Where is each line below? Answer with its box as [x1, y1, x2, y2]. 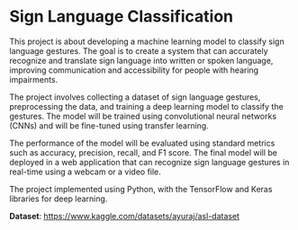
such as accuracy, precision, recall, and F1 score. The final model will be [9, 146, 277, 158]
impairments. [9, 74, 59, 84]
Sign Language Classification [9, 6, 234, 27]
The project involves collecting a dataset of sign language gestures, [9, 92, 261, 102]
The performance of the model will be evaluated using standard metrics [9, 137, 275, 148]
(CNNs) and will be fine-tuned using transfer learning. [9, 119, 209, 131]
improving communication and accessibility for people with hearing [9, 65, 259, 75]
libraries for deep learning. [9, 193, 108, 204]
